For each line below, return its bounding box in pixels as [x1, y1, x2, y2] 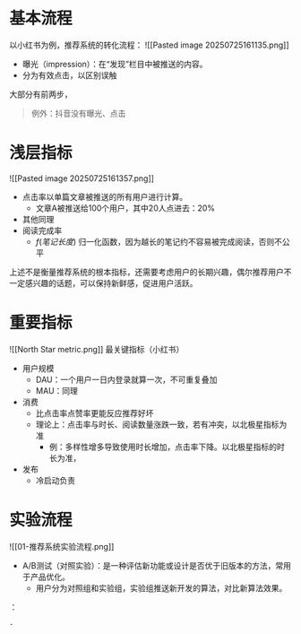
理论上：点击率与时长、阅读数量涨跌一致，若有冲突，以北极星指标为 [35, 419, 288, 430]
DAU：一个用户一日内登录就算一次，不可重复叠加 [35, 374, 218, 385]
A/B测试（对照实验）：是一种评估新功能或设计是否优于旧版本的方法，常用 [21, 560, 291, 570]
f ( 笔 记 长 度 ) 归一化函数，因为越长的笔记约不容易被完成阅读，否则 [35, 236, 275, 247]
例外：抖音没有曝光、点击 [30, 108, 126, 118]
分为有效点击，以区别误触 [21, 69, 117, 81]
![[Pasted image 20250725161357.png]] [9, 172, 155, 184]
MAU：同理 [35, 385, 79, 395]
